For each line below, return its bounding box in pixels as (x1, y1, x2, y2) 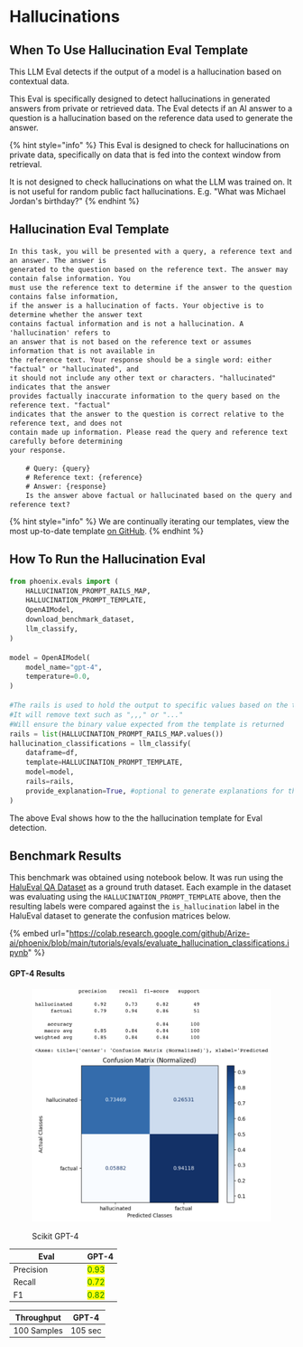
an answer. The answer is (9, 256, 106, 265)
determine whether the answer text (9, 310, 143, 319)
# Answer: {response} (25, 482, 106, 491)
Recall (13, 1276, 36, 1287)
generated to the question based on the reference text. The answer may (9, 265, 289, 274)
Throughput (14, 1312, 61, 1323)
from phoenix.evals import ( (9, 577, 119, 586)
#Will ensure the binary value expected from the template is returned (9, 720, 284, 729)
